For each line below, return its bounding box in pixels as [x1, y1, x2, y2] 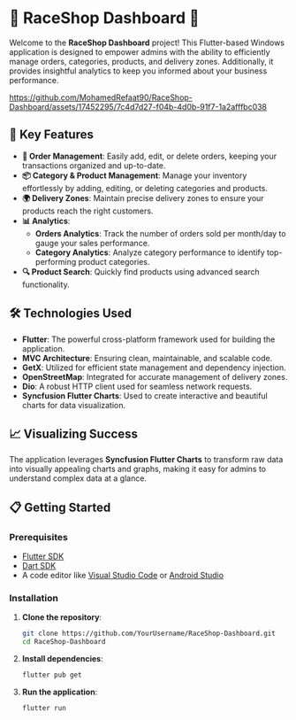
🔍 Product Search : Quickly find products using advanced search [21, 266, 261, 277]
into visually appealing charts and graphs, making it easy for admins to [9, 464, 267, 475]
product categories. [78, 256, 150, 267]
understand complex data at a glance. [9, 473, 148, 484]
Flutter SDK [21, 551, 65, 561]
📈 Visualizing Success [9, 426, 139, 441]
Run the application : [21, 686, 98, 697]
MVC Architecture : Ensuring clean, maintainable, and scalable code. [21, 352, 273, 363]
